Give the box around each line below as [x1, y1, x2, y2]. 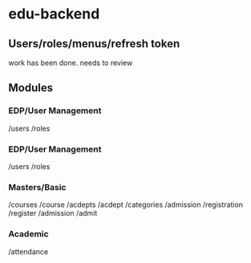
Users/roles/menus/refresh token [8, 37, 180, 51]
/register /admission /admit [8, 208, 98, 218]
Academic [8, 229, 50, 240]
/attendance [8, 246, 49, 257]
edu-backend [8, 5, 100, 23]
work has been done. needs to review [8, 58, 133, 67]
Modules [8, 81, 54, 95]
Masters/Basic [8, 181, 67, 192]
